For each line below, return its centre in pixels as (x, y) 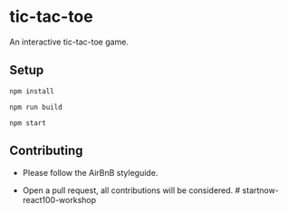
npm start (28, 123)
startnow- (260, 190)
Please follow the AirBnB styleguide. (90, 172)
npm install (32, 91)
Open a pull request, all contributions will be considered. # (131, 190)
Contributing (46, 151)
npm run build (36, 107)
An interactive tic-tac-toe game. (69, 42)
